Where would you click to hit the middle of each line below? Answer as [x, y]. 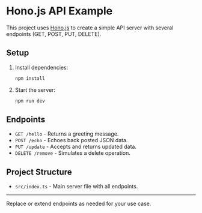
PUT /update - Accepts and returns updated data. [76, 147]
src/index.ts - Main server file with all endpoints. [76, 187]
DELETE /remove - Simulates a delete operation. [73, 153]
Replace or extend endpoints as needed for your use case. [79, 204]
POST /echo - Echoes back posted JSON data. [71, 140]
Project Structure [39, 172]
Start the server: [35, 90]
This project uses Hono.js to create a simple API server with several [90, 28]
